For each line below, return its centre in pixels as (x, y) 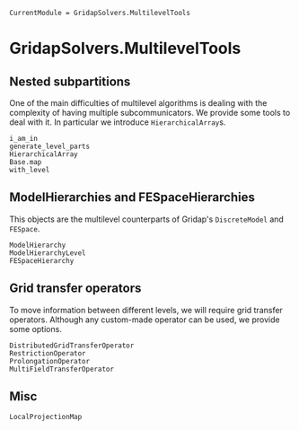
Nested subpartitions (70, 81)
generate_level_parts (50, 146)
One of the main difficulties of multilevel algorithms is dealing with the (138, 103)
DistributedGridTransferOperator (72, 346)
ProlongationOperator (50, 361)
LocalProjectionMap (46, 417)
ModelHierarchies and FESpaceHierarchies (132, 197)
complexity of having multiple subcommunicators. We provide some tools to (150, 113)
